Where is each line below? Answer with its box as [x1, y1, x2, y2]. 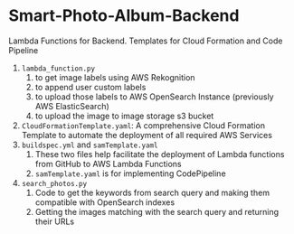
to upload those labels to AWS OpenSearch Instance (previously [34, 91, 274, 102]
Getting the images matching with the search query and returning [34, 206, 280, 217]
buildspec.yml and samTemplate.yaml [21, 139, 159, 150]
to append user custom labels [34, 81, 147, 92]
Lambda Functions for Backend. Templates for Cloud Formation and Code [8, 35, 283, 46]
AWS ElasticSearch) [34, 100, 109, 111]
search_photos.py [21, 179, 88, 188]
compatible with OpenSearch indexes [34, 196, 175, 208]
